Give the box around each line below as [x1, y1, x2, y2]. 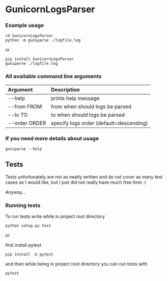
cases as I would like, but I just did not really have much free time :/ [5, 179, 147, 185]
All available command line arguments [5, 73, 102, 80]
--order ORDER [8, 119, 46, 126]
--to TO [8, 111, 28, 118]
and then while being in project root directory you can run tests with [5, 261, 148, 267]
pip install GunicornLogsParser [5, 57, 74, 62]
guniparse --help [5, 146, 42, 151]
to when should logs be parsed [50, 111, 125, 118]
